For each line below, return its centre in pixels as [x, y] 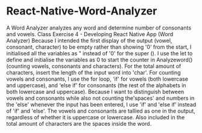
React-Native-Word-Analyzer [82, 11]
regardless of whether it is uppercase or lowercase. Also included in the [96, 117]
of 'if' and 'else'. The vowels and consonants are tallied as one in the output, [101, 111]
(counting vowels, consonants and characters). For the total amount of [94, 66]
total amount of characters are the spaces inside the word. [79, 123]
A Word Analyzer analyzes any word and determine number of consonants [99, 28]
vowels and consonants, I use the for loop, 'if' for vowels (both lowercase [97, 79]
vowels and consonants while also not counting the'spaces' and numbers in [100, 98]
